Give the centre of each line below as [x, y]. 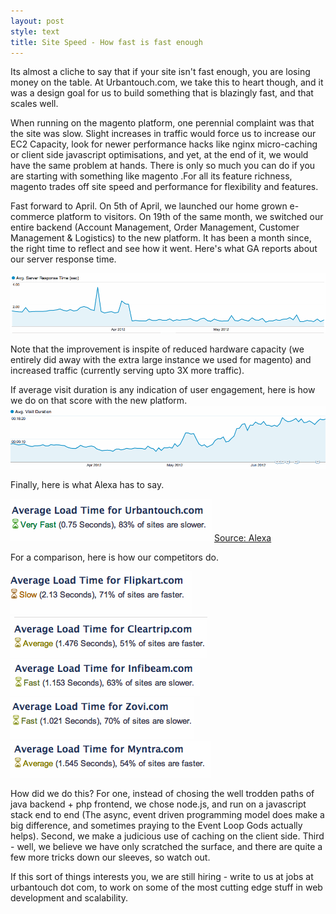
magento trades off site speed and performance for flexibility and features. [164, 187]
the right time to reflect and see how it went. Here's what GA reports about [164, 249]
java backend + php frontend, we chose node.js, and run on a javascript [158, 804]
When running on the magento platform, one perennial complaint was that [162, 123]
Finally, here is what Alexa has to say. [87, 485]
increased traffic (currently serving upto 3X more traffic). [127, 371]
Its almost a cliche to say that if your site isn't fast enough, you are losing [160, 72]
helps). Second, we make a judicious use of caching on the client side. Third [167, 836]
